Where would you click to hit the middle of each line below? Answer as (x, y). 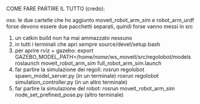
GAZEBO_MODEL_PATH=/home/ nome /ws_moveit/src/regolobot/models (103, 57)
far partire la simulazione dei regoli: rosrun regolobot (79, 70)
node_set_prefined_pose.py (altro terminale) (69, 95)
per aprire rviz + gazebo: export (54, 51)
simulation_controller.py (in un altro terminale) (71, 82)
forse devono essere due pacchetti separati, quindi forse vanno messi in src (100, 26)
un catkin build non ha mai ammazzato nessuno (73, 38)
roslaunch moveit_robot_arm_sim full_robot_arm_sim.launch (88, 63)
